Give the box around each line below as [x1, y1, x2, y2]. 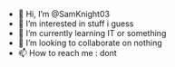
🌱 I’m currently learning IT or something [17, 28, 167, 38]
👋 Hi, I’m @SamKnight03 [17, 9, 111, 19]
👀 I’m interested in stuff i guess [17, 18, 134, 29]
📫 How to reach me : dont [17, 48, 118, 58]
